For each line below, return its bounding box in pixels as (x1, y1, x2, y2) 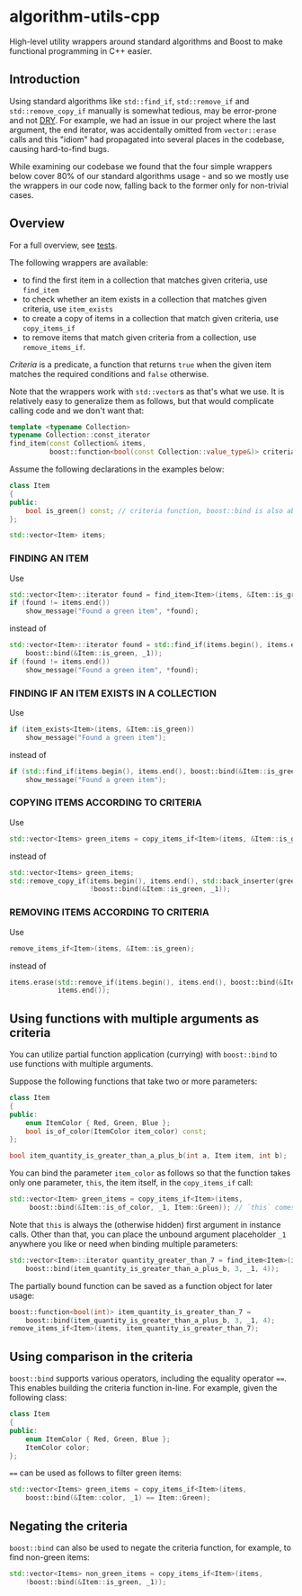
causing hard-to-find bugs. (9, 143, 110, 154)
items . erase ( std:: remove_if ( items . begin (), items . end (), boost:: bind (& (9, 978, 283, 987)
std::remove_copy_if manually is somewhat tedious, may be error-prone (9, 105, 277, 116)
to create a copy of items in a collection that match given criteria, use (22, 312, 279, 323)
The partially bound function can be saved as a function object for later (9, 1280, 273, 1291)
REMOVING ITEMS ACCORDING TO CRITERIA (9, 906, 209, 919)
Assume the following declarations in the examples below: (9, 464, 225, 474)
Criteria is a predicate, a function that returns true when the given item (9, 358, 272, 370)
